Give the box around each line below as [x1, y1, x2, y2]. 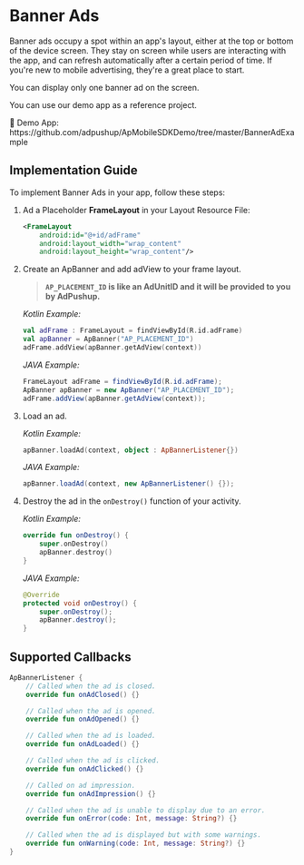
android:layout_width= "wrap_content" [39, 239, 182, 248]
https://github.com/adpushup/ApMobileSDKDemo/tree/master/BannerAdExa [9, 126, 295, 137]
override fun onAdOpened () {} [25, 714, 141, 724]
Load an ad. [22, 410, 68, 421]
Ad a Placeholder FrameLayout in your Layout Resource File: [22, 204, 251, 215]
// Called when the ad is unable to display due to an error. [25, 805, 266, 815]
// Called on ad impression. [25, 781, 136, 790]
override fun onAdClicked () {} [25, 764, 144, 773]
